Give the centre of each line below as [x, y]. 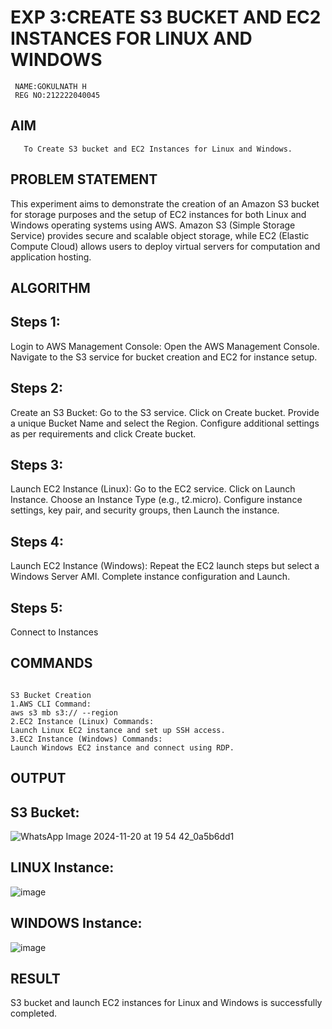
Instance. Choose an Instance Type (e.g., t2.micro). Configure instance [156, 500]
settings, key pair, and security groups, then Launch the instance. [145, 510]
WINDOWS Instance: [76, 923]
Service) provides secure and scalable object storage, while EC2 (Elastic [160, 235]
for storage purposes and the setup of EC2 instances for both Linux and [158, 214]
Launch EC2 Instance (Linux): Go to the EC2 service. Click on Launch [153, 489]
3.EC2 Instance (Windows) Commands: [86, 739]
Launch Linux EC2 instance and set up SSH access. [118, 730]
